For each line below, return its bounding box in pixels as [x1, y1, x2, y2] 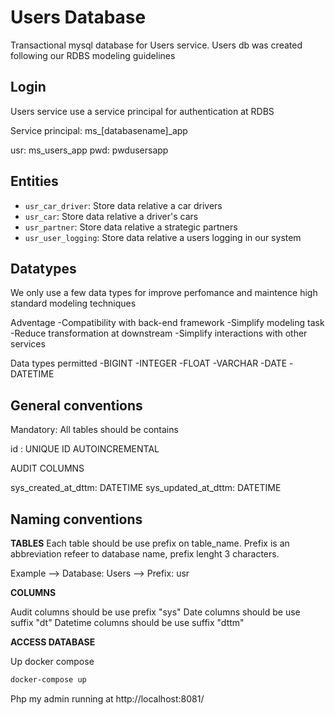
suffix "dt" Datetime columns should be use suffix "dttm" [10, 617, 245, 628]
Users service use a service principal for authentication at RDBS [10, 105, 275, 117]
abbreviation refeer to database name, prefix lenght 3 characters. [10, 548, 280, 560]
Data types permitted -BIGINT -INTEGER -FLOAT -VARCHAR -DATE [10, 357, 288, 370]
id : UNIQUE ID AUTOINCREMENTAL [10, 443, 160, 455]
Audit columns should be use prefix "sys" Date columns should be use [10, 606, 301, 618]
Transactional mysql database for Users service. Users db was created [10, 39, 303, 51]
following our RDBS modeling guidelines [10, 49, 176, 61]
